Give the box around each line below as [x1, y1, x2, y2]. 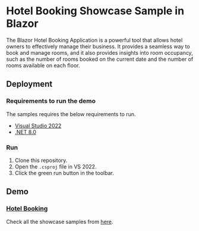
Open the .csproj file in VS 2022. [14, 163, 97, 170]
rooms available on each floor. [6, 61, 80, 69]
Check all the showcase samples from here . [6, 218, 113, 225]
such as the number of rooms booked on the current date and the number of [6, 55, 194, 63]
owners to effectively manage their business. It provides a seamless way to [6, 43, 190, 50]
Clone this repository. [14, 157, 68, 164]
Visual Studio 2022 [14, 122, 62, 129]
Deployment [6, 79, 53, 89]
